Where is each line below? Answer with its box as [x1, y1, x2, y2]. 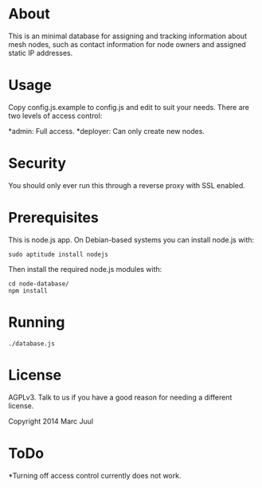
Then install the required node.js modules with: [8, 264, 162, 274]
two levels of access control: [8, 111, 103, 120]
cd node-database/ [8, 280, 69, 288]
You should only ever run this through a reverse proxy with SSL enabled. [8, 180, 245, 190]
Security [8, 155, 66, 172]
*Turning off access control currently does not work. [8, 470, 182, 480]
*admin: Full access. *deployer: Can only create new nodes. [8, 126, 205, 136]
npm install [8, 286, 48, 295]
